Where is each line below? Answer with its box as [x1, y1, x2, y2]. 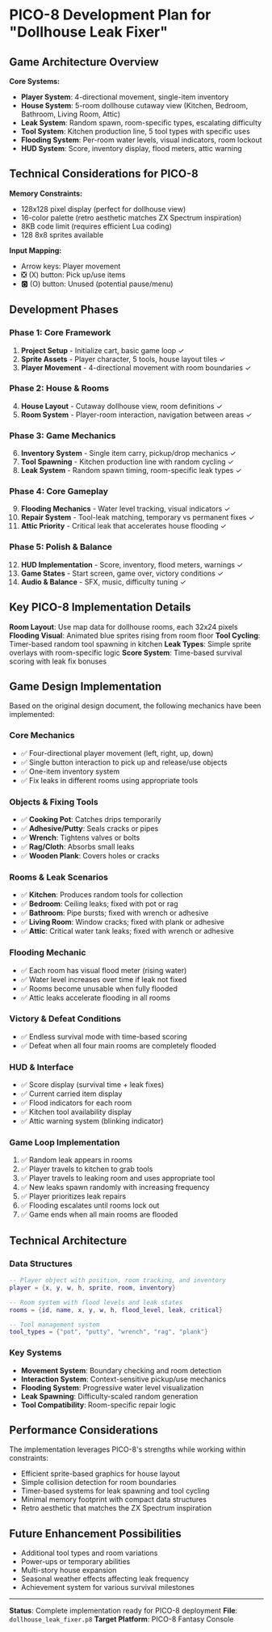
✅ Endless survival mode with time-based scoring [20, 1031, 188, 1041]
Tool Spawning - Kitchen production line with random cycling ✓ [20, 457, 235, 466]
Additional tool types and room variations [20, 1548, 158, 1558]
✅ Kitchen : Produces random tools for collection [20, 890, 184, 900]
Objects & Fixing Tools [9, 796, 99, 808]
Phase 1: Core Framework [9, 327, 111, 339]
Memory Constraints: [9, 188, 83, 198]
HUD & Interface [9, 1061, 74, 1073]
